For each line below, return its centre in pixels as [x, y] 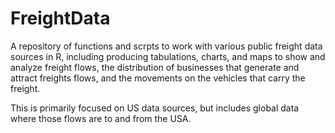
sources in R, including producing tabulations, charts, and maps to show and [168, 56]
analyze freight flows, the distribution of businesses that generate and [155, 67]
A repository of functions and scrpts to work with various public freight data [166, 46]
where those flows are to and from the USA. [101, 118]
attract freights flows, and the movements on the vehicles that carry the [158, 78]
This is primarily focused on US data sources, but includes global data [155, 108]
